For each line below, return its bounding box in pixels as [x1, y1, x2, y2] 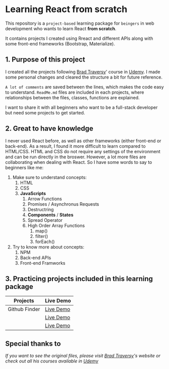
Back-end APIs [20, 255, 51, 261]
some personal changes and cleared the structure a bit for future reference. [5, 74, 163, 80]
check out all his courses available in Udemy [5, 358, 98, 364]
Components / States [27, 212, 74, 218]
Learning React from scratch [5, 4, 128, 15]
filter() [35, 233, 48, 239]
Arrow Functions [27, 196, 62, 202]
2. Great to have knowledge [5, 125, 93, 133]
